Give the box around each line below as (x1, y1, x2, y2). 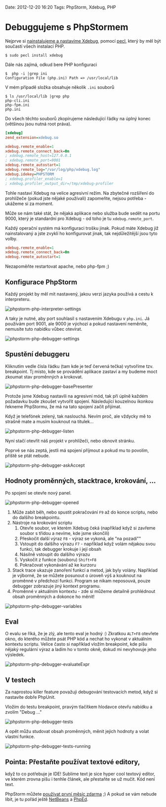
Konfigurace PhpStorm (5, 278, 78, 286)
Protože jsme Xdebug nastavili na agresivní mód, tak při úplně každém (5, 393, 148, 399)
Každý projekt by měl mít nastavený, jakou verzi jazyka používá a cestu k (5, 291, 154, 297)
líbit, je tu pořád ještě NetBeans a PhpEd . (5, 797, 88, 803)
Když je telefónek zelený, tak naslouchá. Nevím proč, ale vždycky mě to (5, 413, 151, 419)
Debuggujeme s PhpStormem (5, 22, 128, 33)
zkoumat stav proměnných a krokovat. (5, 373, 83, 379)
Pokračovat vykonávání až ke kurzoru (19, 562, 96, 568)
